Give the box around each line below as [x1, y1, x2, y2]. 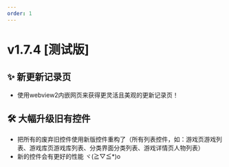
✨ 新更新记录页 [7, 71, 72, 83]
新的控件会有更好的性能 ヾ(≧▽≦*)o [17, 153, 121, 161]
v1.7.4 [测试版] [7, 42, 89, 57]
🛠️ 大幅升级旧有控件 [7, 113, 91, 124]
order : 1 [7, 10, 32, 17]
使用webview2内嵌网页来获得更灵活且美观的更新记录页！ [17, 91, 179, 99]
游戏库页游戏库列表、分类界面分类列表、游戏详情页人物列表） [29, 144, 204, 152]
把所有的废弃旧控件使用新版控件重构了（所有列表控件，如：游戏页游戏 [17, 135, 217, 144]
